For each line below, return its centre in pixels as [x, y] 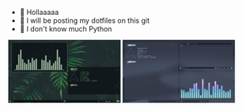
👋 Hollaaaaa [39, 12]
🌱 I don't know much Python [66, 29]
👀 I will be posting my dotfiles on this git [85, 20]
